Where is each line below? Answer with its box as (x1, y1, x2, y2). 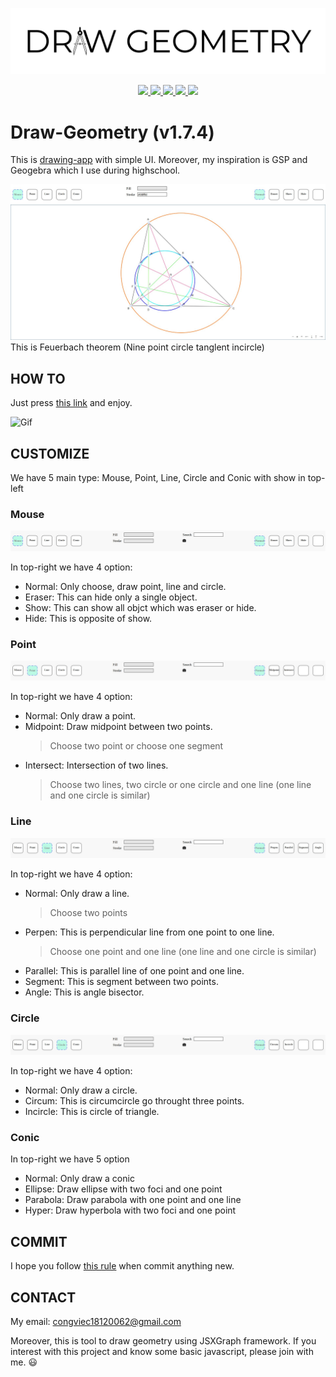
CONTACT (10, 1289, 77, 1306)
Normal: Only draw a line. (24, 888, 130, 900)
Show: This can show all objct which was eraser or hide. (24, 601, 257, 613)
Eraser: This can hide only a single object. (24, 591, 198, 603)
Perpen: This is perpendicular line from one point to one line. (24, 926, 275, 938)
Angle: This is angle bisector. (24, 986, 145, 998)
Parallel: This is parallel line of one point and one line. (24, 965, 245, 977)
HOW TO (10, 370, 66, 387)
